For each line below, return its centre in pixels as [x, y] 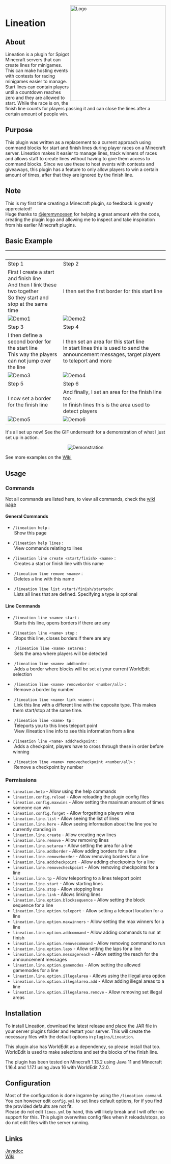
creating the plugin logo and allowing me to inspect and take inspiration [80, 220]
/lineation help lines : [38, 543]
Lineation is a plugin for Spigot [37, 54]
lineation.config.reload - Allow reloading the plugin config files [81, 796]
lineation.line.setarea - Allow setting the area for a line [73, 845]
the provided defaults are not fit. [39, 1106]
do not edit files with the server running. [47, 1123]
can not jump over [30, 361]
